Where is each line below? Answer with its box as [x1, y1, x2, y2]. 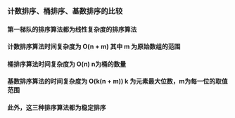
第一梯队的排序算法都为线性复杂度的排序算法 [7, 25, 137, 33]
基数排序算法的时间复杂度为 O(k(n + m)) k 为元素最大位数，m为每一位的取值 [7, 77, 228, 86]
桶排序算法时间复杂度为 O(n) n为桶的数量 [7, 60, 127, 68]
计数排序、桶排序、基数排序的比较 [7, 6, 123, 15]
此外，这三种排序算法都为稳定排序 [7, 103, 106, 112]
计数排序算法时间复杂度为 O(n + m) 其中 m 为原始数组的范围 [7, 42, 181, 51]
